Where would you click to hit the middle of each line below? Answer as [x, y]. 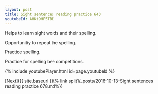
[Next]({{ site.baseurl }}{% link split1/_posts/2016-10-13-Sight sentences [79, 81]
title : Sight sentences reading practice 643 [53, 14]
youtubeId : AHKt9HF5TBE [30, 19]
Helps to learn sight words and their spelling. [51, 33]
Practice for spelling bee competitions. [45, 62]
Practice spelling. [23, 52]
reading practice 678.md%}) [34, 86]
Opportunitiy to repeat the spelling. [41, 43]
